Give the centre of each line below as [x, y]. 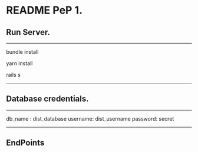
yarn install [19, 63]
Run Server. [28, 32]
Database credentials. [47, 99]
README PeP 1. [44, 10]
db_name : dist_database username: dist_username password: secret [90, 118]
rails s [13, 75]
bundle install [22, 52]
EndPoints [25, 143]
